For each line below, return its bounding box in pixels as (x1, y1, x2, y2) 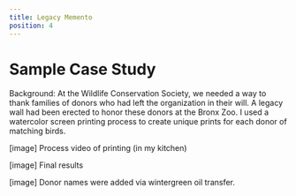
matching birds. (9, 125, 66, 137)
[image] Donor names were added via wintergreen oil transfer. (9, 177, 236, 188)
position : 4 (9, 21, 53, 30)
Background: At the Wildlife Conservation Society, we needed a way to (9, 88, 267, 99)
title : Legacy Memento (9, 12, 93, 22)
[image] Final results (9, 160, 84, 170)
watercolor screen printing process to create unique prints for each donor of (9, 117, 287, 127)
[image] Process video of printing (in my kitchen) (9, 143, 187, 154)
